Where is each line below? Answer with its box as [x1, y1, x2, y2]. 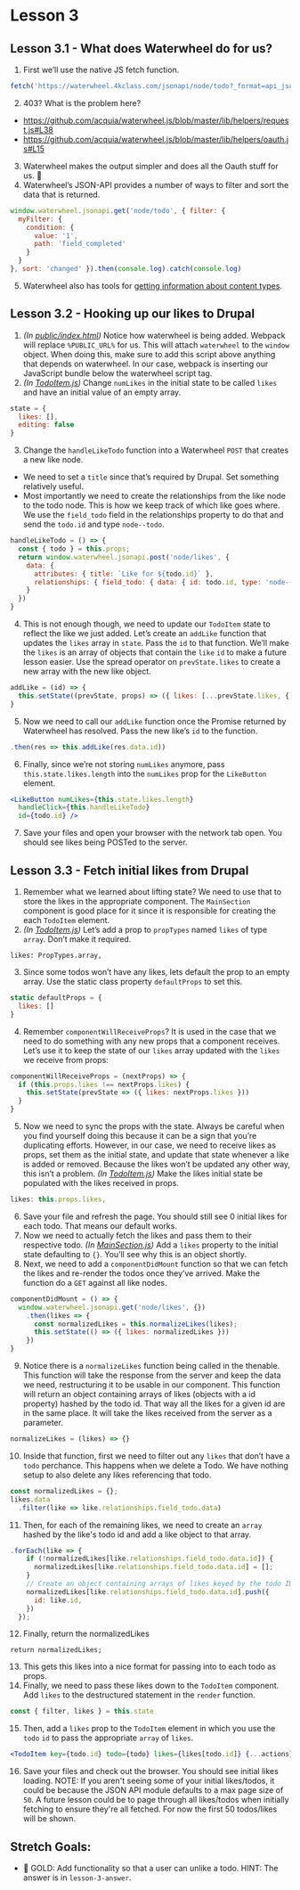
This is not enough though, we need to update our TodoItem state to [22, 618, 271, 629]
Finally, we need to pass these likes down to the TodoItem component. [22, 1681, 280, 1691]
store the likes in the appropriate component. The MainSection [22, 896, 251, 906]
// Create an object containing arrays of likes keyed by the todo [26, 1579, 281, 1588]
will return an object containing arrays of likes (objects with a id [22, 1389, 256, 1399]
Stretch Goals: [10, 1839, 92, 1854]
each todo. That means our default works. [22, 1220, 177, 1231]
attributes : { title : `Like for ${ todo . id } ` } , [33, 569, 215, 578]
